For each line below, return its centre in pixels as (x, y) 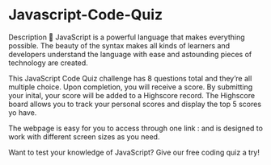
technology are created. (49, 63)
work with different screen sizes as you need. (84, 136)
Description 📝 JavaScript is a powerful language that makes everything (127, 37)
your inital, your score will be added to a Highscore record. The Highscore (132, 95)
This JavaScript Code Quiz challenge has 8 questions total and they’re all (130, 78)
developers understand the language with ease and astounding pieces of (130, 54)
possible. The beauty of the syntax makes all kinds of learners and (119, 45)
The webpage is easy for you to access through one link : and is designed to (135, 128)
